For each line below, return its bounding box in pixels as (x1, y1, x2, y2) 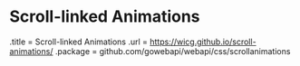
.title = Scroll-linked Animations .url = (9, 36, 148, 47)
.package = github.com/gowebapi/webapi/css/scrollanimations (54, 45, 291, 56)
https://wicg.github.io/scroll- (149, 36, 256, 47)
